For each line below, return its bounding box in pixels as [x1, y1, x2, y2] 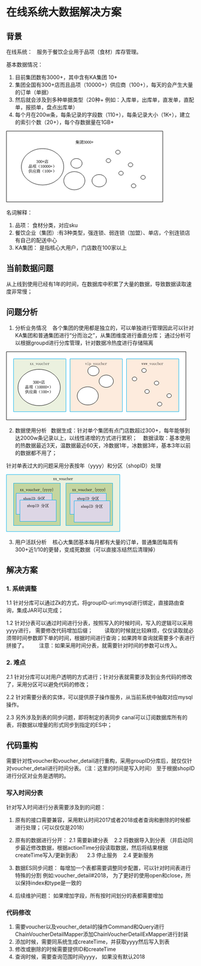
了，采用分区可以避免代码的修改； [6, 681, 90, 688]
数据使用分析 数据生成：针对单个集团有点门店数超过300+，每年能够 [14, 427, 185, 434]
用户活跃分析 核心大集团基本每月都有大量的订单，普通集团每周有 [14, 538, 178, 545]
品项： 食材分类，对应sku [14, 222, 78, 228]
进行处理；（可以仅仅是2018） [14, 823, 88, 831]
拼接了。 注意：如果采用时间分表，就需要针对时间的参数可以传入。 [6, 642, 181, 649]
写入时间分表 [6, 789, 44, 797]
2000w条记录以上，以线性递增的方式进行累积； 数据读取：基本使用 [20, 434, 191, 441]
